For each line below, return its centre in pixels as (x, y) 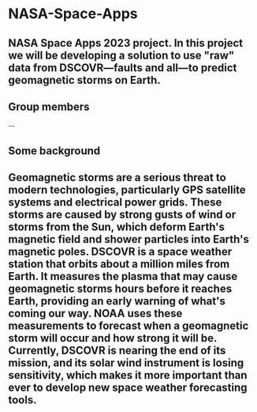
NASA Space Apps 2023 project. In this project (126, 43)
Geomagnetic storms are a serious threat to (117, 178)
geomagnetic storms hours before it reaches (120, 289)
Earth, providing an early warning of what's (117, 301)
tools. (22, 400)
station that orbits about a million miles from (119, 265)
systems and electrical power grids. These (115, 202)
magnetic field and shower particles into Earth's (129, 239)
